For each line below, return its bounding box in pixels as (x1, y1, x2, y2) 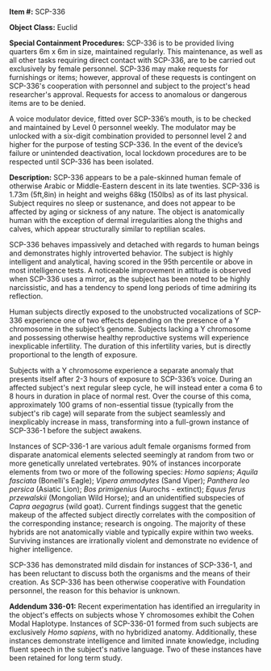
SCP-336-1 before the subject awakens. (9, 426, 142, 435)
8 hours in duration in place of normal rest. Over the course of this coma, (9, 391, 252, 401)
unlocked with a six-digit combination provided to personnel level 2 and (9, 131, 247, 141)
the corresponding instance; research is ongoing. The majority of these (9, 519, 247, 528)
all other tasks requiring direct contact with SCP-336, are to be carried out (9, 56, 256, 65)
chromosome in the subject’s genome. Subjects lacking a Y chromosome (9, 324, 252, 334)
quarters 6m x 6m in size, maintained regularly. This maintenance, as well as (9, 47, 263, 56)
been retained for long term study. (9, 653, 123, 662)
